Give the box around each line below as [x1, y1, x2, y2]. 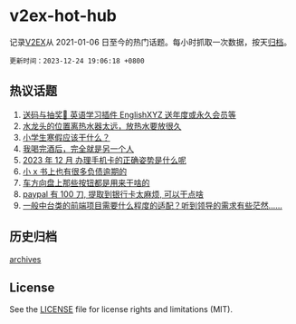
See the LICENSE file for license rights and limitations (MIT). [9, 304, 234, 315]
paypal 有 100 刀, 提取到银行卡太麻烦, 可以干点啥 [22, 188, 205, 200]
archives [9, 253, 42, 264]
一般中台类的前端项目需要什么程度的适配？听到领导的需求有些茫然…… [22, 200, 282, 211]
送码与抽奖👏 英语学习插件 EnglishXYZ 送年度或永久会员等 [22, 109, 237, 120]
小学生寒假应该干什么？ [22, 132, 110, 142]
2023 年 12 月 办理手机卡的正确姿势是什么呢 [22, 154, 187, 165]
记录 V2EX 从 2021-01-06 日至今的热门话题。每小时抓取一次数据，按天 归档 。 [9, 36, 292, 47]
